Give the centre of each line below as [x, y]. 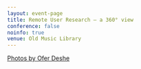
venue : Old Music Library [44, 39]
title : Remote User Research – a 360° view [70, 20]
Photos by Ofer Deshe [39, 58]
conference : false [33, 26]
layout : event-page [35, 13]
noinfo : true [26, 32]
